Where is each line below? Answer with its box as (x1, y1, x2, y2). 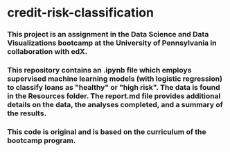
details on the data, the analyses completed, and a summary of (7, 100, 224, 110)
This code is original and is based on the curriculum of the (7, 126, 206, 136)
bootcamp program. (7, 135, 76, 145)
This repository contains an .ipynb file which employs (7, 66, 192, 75)
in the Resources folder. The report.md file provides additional (7, 91, 221, 101)
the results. (7, 108, 47, 118)
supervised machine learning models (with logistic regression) (7, 74, 223, 84)
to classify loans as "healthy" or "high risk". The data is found (7, 83, 220, 93)
